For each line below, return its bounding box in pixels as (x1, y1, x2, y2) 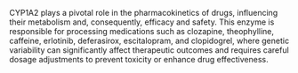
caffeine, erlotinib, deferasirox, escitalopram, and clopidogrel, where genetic (9, 35, 290, 46)
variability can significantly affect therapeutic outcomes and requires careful (9, 45, 289, 55)
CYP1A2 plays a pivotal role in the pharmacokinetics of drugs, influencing (9, 8, 278, 18)
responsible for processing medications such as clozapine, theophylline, (9, 26, 274, 36)
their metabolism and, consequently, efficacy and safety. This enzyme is (9, 17, 275, 27)
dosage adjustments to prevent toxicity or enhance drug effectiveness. (9, 55, 269, 64)
